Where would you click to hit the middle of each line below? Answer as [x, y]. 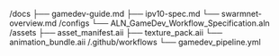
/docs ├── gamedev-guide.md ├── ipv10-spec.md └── [114, 14]
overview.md [33, 23]
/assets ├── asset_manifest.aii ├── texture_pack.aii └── [116, 32]
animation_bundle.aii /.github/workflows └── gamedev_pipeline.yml [135, 42]
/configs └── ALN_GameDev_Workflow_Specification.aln [164, 23]
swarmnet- [242, 14]
